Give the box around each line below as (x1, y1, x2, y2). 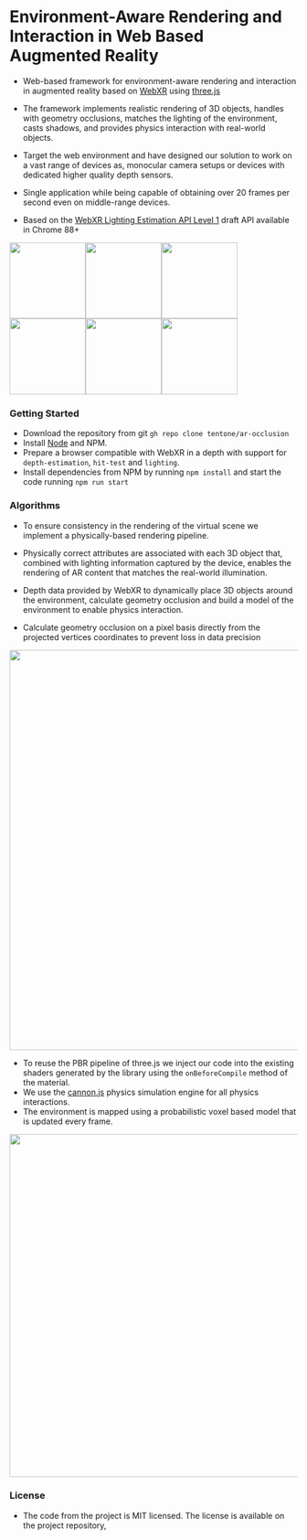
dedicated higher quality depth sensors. (22, 169, 174, 180)
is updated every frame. (22, 1116, 113, 1127)
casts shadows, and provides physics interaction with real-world (22, 122, 267, 134)
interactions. (22, 1096, 70, 1107)
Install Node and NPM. (22, 437, 108, 449)
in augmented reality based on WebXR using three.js (22, 85, 221, 96)
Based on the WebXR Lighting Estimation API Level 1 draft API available (22, 214, 290, 225)
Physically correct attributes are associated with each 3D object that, (22, 547, 283, 559)
